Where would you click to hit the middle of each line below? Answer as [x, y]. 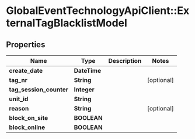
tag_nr [18, 80]
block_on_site [29, 118]
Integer [84, 90]
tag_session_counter [39, 90]
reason [19, 108]
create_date [26, 71]
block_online [27, 127]
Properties [26, 44]
